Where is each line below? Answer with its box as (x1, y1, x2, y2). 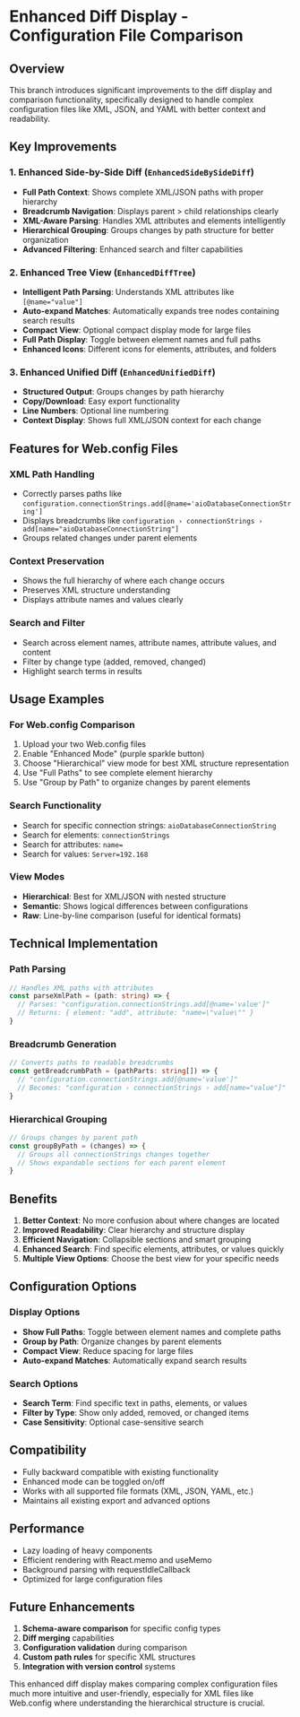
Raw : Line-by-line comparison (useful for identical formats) (21, 910, 242, 921)
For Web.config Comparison (9, 718, 136, 731)
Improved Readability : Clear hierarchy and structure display (21, 1225, 245, 1236)
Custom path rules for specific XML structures (21, 1652, 196, 1662)
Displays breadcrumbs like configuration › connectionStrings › (21, 515, 263, 525)
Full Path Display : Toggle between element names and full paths (21, 334, 261, 344)
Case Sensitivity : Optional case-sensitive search (21, 1417, 204, 1427)
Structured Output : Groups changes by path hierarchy (21, 386, 225, 397)
